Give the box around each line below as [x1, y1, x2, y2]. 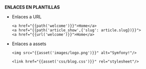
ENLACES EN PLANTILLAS [4, 4, 60, 10]
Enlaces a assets [11, 41, 47, 47]
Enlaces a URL [11, 14, 42, 19]
